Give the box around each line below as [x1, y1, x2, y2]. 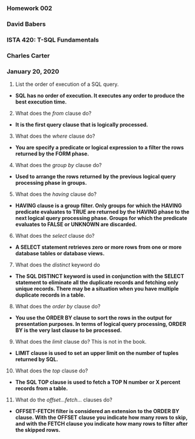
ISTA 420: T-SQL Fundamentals [6, 35, 99, 44]
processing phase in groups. [15, 179, 87, 186]
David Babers [6, 19, 46, 28]
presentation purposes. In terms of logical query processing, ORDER [15, 320, 186, 327]
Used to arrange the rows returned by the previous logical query [15, 172, 176, 180]
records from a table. [15, 384, 68, 392]
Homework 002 [6, 4, 52, 12]
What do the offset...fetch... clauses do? [15, 396, 113, 403]
